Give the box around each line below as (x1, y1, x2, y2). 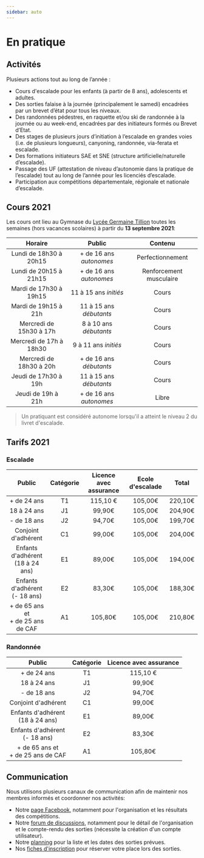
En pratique (6, 35, 66, 49)
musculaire (146, 275, 178, 283)
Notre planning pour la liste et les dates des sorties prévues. (15, 838, 166, 846)
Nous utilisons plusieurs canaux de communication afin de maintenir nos (6, 788, 188, 795)
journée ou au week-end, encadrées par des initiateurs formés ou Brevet (15, 119, 197, 127)
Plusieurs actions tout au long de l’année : (6, 76, 111, 83)
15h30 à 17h (18, 327, 56, 336)
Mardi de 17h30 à (11, 285, 63, 293)
